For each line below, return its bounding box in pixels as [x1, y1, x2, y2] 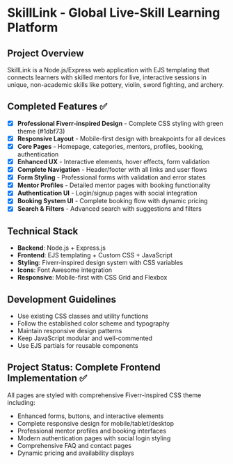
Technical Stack [7, 225, 79, 237]
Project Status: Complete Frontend [7, 362, 161, 374]
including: [7, 398, 36, 406]
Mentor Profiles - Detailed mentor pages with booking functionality [17, 181, 211, 189]
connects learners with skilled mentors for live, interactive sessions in [7, 73, 207, 81]
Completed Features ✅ [7, 101, 108, 113]
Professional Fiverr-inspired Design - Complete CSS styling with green [17, 119, 224, 127]
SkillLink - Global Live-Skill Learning [7, 5, 220, 21]
